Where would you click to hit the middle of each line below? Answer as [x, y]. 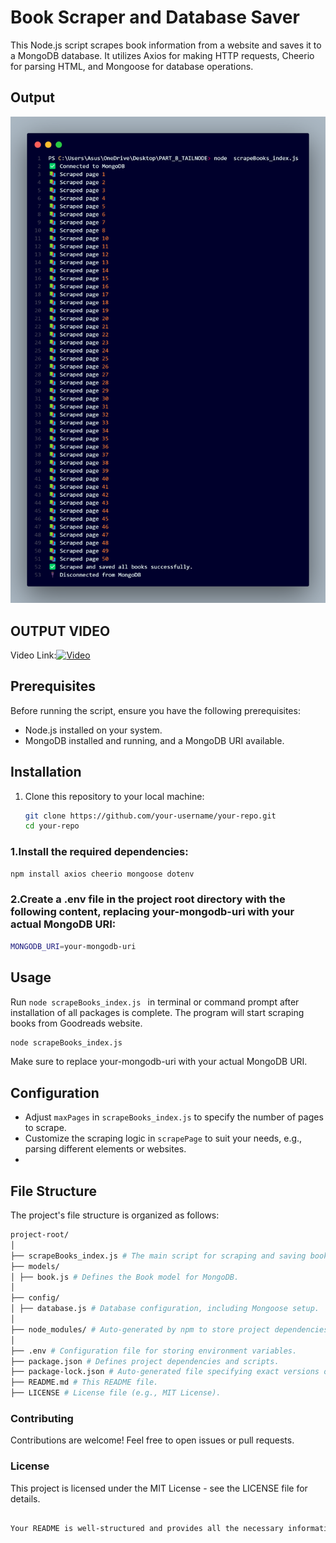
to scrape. [45, 1128]
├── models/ [35, 1266]
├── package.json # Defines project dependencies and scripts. [145, 1361]
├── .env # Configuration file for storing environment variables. [154, 1351]
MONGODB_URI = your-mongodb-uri [73, 946]
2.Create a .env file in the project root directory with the [148, 899]
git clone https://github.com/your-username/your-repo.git [150, 816]
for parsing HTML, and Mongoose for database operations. [132, 66]
